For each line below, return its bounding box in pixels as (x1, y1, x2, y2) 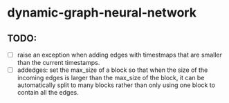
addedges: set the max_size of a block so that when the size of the (17, 66, 208, 74)
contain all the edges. (17, 88, 80, 97)
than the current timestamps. (17, 59, 100, 67)
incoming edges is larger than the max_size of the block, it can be (17, 74, 205, 82)
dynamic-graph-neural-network (7, 5, 197, 21)
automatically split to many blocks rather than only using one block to (17, 81, 216, 89)
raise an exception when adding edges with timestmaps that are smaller (17, 50, 223, 59)
